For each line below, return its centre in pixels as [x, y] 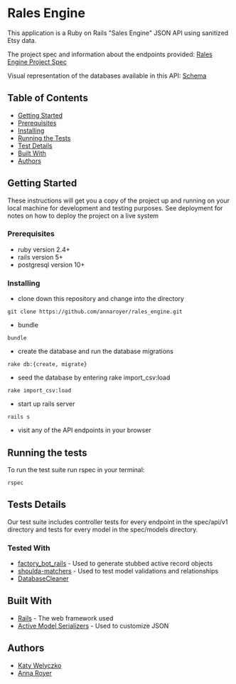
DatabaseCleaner [43, 578]
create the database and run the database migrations [96, 352]
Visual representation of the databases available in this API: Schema [107, 76]
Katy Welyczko [39, 665]
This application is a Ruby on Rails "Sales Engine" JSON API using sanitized [118, 33]
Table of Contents [48, 98]
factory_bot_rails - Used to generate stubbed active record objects [115, 563]
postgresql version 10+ [51, 265]
